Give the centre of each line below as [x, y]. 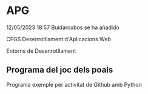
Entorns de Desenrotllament [41, 51]
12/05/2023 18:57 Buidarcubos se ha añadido [63, 27]
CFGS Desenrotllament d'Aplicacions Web [59, 39]
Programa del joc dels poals [60, 70]
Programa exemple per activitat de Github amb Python [74, 84]
